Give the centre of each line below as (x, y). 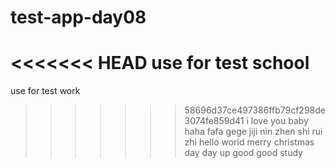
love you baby (279, 121)
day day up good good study (243, 153)
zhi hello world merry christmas (249, 142)
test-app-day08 (78, 17)
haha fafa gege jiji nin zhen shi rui (253, 132)
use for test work (45, 91)
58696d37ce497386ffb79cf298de (255, 110)
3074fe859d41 (214, 121)
